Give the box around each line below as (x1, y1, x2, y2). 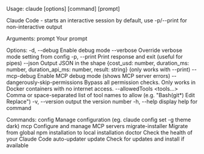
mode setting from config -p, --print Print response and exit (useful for (6, 53, 183, 60)
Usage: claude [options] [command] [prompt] (6, 5, 120, 12)
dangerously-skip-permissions (6, 79, 83, 86)
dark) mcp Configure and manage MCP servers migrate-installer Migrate (6, 123, 188, 129)
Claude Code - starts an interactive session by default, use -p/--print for (6, 17, 188, 24)
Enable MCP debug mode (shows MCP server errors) (37, 72, 171, 79)
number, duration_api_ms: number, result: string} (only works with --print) (6, 66, 191, 73)
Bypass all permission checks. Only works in (84, 79, 196, 86)
